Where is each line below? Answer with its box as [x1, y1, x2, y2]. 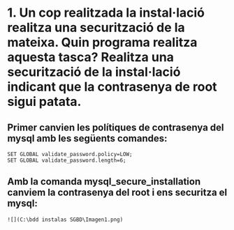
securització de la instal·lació [7, 64, 181, 80]
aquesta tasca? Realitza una [7, 49, 175, 66]
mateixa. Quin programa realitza [7, 35, 198, 50]
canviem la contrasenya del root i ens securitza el [7, 187, 228, 199]
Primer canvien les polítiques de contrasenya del [7, 121, 225, 133]
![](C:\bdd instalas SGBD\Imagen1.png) [7, 216, 124, 223]
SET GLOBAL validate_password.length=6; [7, 157, 127, 164]
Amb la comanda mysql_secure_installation [7, 176, 201, 187]
